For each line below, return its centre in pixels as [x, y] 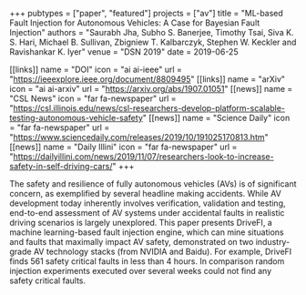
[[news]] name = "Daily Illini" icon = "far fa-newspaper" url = [123, 147]
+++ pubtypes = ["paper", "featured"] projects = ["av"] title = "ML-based [147, 13]
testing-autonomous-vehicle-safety [76, 118]
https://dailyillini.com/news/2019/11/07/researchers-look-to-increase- [144, 157]
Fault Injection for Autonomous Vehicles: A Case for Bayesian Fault [135, 23]
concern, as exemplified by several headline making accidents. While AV [146, 193]
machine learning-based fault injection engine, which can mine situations [147, 232]
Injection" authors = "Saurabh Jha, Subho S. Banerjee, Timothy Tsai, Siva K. [152, 32]
